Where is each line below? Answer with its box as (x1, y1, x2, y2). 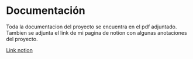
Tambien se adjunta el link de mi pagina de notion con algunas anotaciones (6, 29, 187, 36)
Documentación (6, 4, 86, 17)
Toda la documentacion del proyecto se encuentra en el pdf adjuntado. (6, 23, 177, 30)
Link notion (6, 46, 33, 53)
